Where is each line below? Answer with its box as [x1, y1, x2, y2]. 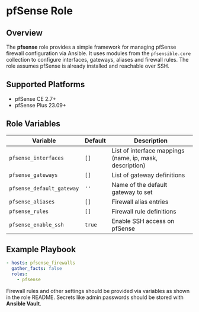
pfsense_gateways [9, 171, 58, 179]
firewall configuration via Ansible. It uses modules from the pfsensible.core [6, 50, 191, 57]
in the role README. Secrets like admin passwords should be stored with [6, 294, 184, 301]
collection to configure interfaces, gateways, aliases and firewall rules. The [6, 56, 189, 63]
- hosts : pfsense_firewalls [6, 260, 76, 266]
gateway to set [111, 188, 153, 196]
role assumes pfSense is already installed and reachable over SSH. [6, 62, 170, 69]
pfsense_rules [9, 208, 49, 215]
